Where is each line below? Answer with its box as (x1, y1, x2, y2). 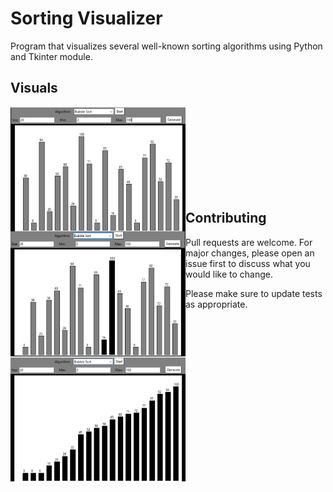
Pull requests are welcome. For (185, 236, 313, 248)
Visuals (10, 80, 58, 97)
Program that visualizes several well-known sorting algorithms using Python (10, 40, 323, 52)
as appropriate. (185, 298, 248, 310)
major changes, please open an (185, 247, 315, 259)
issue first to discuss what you (185, 257, 311, 269)
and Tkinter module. (10, 50, 93, 62)
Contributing (185, 210, 267, 227)
